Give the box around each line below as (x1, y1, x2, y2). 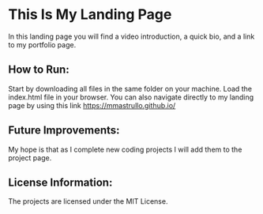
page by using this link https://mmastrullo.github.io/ (8, 100, 176, 110)
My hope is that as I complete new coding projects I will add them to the (8, 145, 242, 154)
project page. (8, 152, 52, 163)
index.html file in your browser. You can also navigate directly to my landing (8, 92, 254, 102)
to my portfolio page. (8, 39, 77, 49)
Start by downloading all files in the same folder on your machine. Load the (8, 84, 253, 93)
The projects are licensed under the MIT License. (8, 197, 168, 206)
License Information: (8, 175, 113, 189)
